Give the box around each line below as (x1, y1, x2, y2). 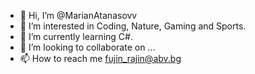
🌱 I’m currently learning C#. (19, 31, 133, 42)
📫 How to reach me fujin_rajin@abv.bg (19, 53, 182, 64)
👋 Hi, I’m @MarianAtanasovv (19, 10, 138, 21)
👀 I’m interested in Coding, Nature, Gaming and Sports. (19, 20, 247, 32)
